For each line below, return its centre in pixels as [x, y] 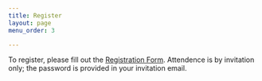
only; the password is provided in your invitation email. [98, 68]
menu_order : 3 [32, 30]
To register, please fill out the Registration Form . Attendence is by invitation [131, 60]
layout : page [30, 23]
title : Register [35, 15]
